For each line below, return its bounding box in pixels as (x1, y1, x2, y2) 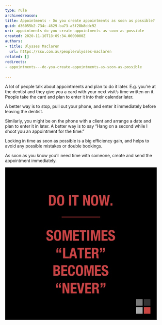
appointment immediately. (5, 158, 57, 163)
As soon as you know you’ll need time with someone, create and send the (5, 153, 152, 159)
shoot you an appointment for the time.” (5, 128, 85, 134)
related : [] (5, 54, 29, 59)
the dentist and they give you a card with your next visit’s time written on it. (5, 89, 155, 95)
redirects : (5, 59, 27, 64)
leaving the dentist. (5, 109, 44, 115)
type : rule (5, 8, 27, 13)
